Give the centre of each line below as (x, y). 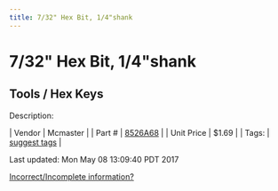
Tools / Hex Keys (56, 94)
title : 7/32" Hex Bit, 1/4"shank (71, 17)
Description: (32, 115)
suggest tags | (36, 142)
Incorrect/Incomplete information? (72, 176)
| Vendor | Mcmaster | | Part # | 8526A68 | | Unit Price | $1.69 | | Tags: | (139, 132)
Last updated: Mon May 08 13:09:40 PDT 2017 (94, 159)
